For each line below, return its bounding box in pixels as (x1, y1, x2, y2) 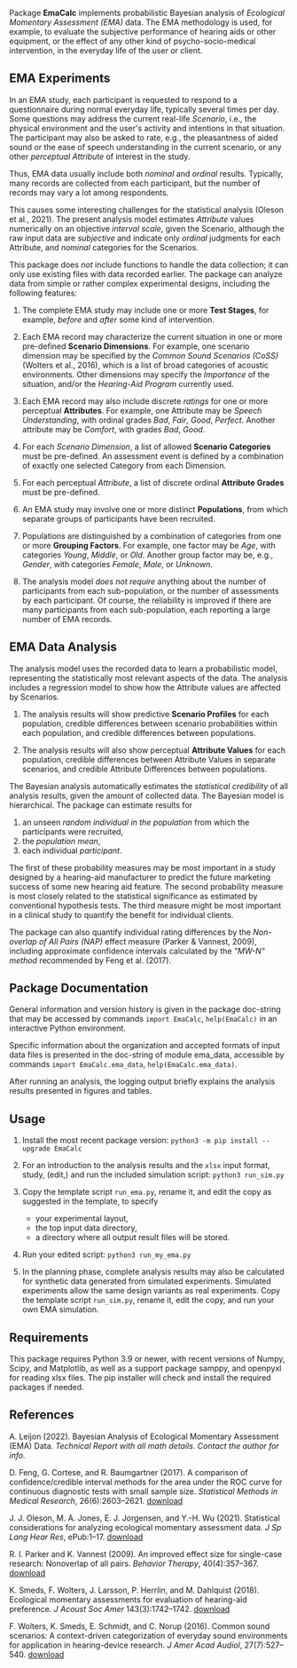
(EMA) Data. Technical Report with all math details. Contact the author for (9, 1440, 279, 1451)
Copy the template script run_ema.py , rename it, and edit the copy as (21, 1187, 272, 1198)
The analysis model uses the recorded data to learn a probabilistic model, (9, 663, 277, 674)
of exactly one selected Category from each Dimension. (21, 460, 227, 470)
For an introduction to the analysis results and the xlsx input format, (21, 1160, 270, 1171)
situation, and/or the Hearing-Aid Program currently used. (21, 378, 234, 389)
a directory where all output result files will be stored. (35, 1232, 231, 1243)
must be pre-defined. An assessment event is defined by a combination (21, 450, 284, 461)
